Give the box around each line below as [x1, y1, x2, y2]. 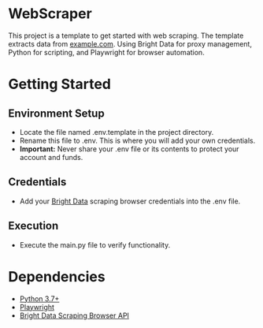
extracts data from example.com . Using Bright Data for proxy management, [8, 39, 252, 48]
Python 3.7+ [19, 293, 60, 304]
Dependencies [8, 267, 106, 285]
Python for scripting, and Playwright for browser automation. [8, 47, 205, 57]
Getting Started [8, 76, 112, 93]
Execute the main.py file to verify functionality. [19, 240, 171, 249]
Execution [8, 219, 59, 233]
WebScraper [8, 5, 92, 23]
